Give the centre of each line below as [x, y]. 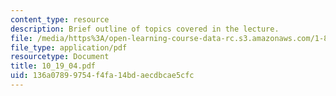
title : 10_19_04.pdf [53, 66]
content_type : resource [60, 19]
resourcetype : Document [60, 57]
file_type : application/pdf [69, 47]
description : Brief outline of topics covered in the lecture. [145, 29]
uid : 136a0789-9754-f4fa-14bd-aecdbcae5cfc [102, 76]
